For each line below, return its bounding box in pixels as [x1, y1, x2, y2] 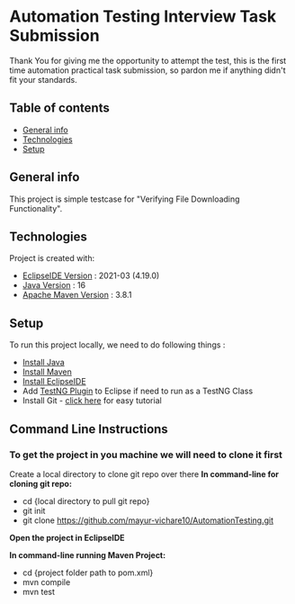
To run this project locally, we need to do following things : [9, 339, 226, 350]
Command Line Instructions [9, 421, 168, 437]
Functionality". [9, 203, 63, 213]
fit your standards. [9, 74, 78, 85]
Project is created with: [9, 253, 95, 264]
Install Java [22, 357, 65, 368]
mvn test [22, 586, 56, 597]
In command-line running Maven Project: [9, 549, 166, 560]
